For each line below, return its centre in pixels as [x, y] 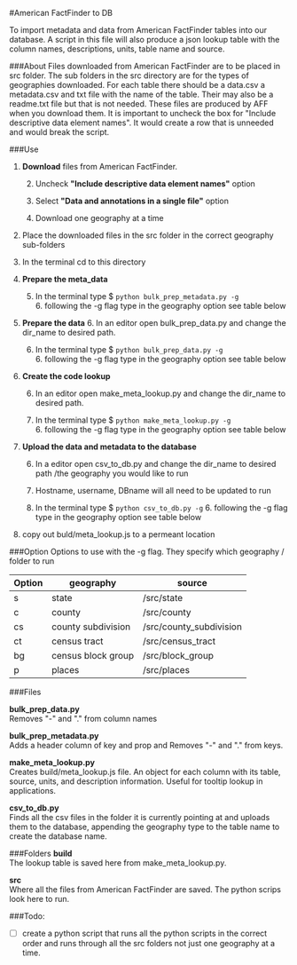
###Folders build [41, 853]
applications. [32, 791]
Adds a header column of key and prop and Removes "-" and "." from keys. [146, 745]
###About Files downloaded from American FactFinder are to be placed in [145, 66]
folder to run [32, 561]
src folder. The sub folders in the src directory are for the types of [129, 75]
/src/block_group [178, 656]
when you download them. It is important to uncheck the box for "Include [143, 113]
